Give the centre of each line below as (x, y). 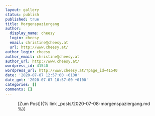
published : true (22, 19)
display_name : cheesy (32, 33)
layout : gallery (22, 10)
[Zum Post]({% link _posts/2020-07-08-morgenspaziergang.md (84, 103)
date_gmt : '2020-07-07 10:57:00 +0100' (47, 80)
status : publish (22, 15)
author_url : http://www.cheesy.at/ (42, 61)
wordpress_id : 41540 (27, 66)
